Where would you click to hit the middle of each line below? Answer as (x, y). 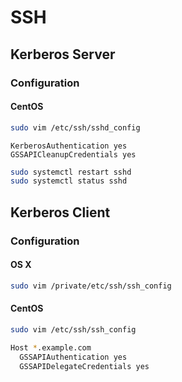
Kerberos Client (60, 212)
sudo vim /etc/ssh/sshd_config (75, 127)
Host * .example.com (51, 347)
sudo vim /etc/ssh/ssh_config (73, 329)
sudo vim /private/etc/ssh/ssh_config (91, 286)
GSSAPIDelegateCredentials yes (84, 366)
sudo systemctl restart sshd (71, 172)
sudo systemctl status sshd (69, 181)
